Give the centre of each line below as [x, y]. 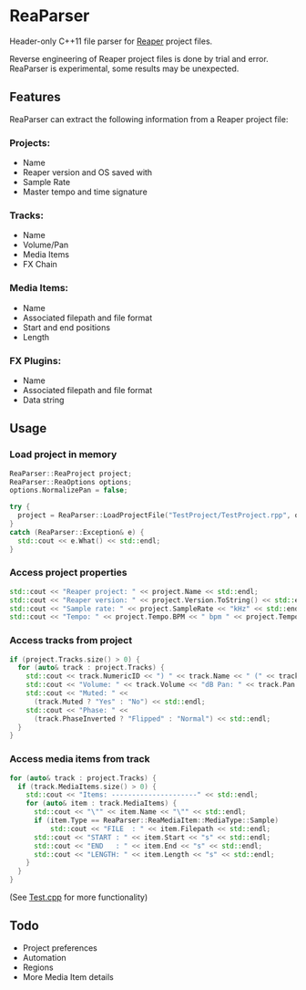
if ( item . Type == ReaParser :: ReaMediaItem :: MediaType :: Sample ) [156, 821]
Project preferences [60, 948]
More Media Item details [68, 976]
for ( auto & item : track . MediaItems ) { [102, 804]
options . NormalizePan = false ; [69, 490]
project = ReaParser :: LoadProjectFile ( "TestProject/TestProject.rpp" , [154, 516]
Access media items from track [80, 759]
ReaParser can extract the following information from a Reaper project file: [149, 119]
